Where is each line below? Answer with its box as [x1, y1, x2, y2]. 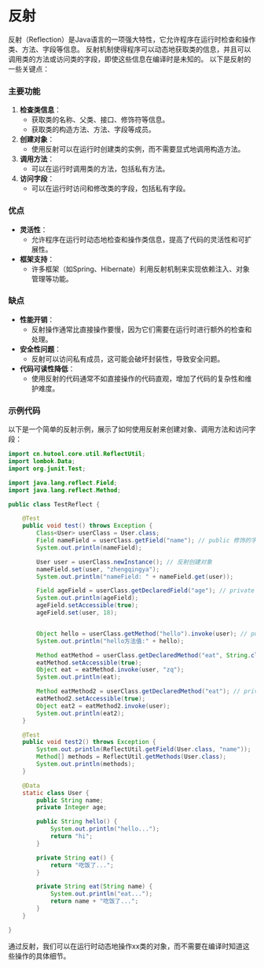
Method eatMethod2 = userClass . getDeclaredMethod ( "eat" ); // [36, 687, 241, 696]
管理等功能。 [31, 274, 73, 283]
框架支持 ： [19, 254, 55, 263]
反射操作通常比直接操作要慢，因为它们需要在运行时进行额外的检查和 [31, 324, 252, 334]
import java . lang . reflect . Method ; [8, 486, 122, 494]
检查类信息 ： [19, 105, 61, 115]
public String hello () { [36, 818, 118, 826]
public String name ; [36, 796, 104, 804]
